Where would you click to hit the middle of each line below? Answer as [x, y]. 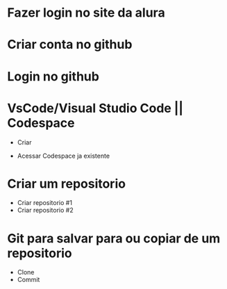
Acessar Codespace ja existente [63, 156]
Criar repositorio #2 [45, 210]
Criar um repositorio [67, 184]
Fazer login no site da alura [86, 13]
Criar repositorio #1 [45, 203]
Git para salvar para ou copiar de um [114, 238]
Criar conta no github [70, 45]
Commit [28, 280]
